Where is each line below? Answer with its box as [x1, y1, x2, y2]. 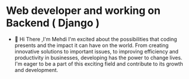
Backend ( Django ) [6, 16, 100, 30]
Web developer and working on [6, 4, 161, 17]
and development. [14, 66, 58, 73]
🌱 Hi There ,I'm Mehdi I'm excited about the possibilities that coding [14, 35, 177, 42]
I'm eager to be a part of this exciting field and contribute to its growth [14, 60, 184, 67]
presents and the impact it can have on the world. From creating [14, 42, 169, 49]
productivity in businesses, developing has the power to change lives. [14, 54, 183, 61]
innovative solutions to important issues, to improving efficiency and [14, 48, 179, 55]
